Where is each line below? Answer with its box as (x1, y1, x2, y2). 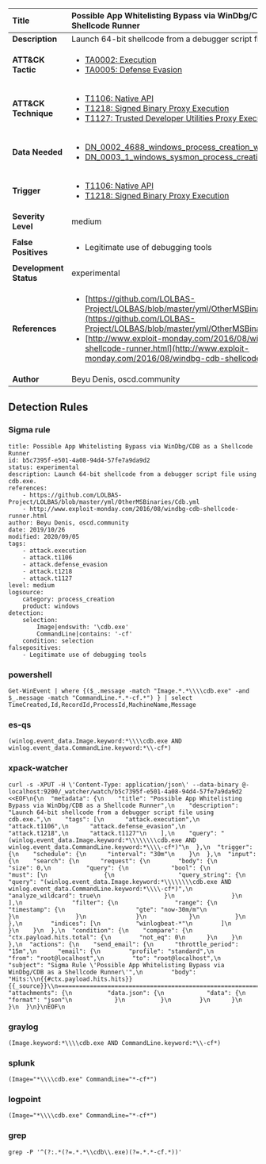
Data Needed (12, 147, 63, 157)
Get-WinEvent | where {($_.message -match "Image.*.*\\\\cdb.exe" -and (8, 686, 249, 695)
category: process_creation (22, 595, 115, 603)
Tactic (12, 64, 36, 75)
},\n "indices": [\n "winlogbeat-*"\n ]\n (8, 920, 232, 928)
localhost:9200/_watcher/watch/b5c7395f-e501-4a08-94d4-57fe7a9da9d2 (8, 787, 243, 796)
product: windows (22, 602, 80, 610)
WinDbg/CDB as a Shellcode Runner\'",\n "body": (8, 968, 196, 976)
